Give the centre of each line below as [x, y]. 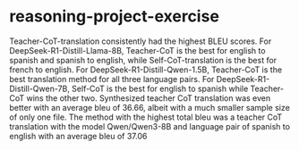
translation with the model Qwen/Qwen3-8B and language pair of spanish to [150, 126]
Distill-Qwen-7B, [39, 88]
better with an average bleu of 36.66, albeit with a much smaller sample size [150, 107]
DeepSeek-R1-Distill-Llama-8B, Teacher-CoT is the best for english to [137, 50]
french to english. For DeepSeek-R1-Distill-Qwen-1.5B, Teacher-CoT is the [146, 70]
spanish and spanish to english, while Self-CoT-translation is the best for [143, 60]
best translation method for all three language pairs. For [112, 79]
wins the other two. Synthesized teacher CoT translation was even [149, 98]
